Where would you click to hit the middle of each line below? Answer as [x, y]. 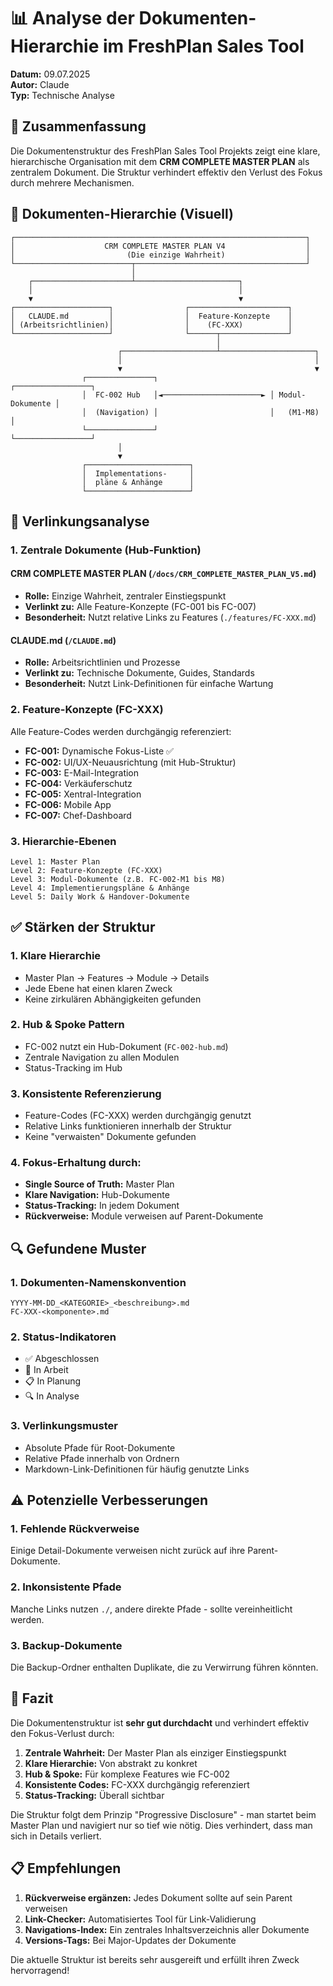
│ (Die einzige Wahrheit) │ [160, 255]
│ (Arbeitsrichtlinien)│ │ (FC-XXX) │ [151, 325]
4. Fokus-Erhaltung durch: [76, 1163]
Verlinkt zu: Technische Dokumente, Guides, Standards [139, 673]
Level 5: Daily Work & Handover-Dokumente [100, 896]
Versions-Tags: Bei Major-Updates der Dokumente [130, 1940]
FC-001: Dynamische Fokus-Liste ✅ [99, 751]
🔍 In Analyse [52, 1396]
